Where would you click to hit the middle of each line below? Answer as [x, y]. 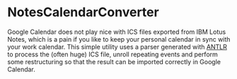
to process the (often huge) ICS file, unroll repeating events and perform [112, 54]
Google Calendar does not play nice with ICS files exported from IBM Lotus [117, 32]
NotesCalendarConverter [83, 12]
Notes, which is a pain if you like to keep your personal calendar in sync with [119, 39]
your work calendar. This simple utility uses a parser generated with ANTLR [117, 47]
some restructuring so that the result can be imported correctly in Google [114, 61]
